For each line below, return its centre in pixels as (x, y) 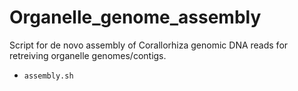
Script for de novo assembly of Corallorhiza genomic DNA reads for (149, 45)
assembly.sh (48, 76)
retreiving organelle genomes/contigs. (88, 55)
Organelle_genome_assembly (135, 17)
